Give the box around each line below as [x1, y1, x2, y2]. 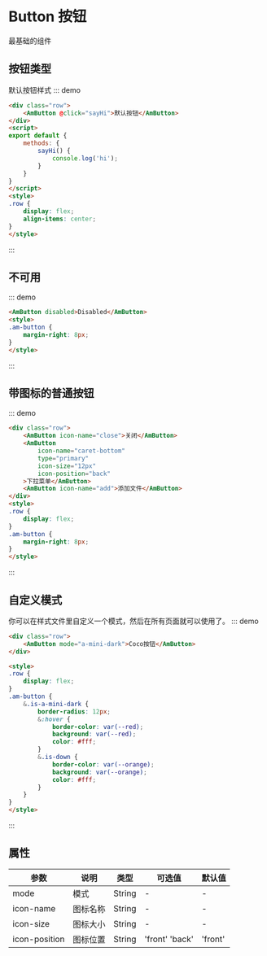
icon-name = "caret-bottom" [37, 447, 126, 455]
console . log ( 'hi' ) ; [51, 154, 118, 163]
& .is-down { [37, 753, 79, 762]
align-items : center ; [23, 215, 96, 223]
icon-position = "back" [37, 469, 112, 478]
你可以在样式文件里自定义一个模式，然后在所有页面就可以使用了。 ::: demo [8, 616, 259, 626]
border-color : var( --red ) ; [51, 722, 144, 731]
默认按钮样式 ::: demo [8, 85, 81, 94]
